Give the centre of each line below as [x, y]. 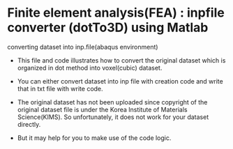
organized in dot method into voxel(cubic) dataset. [90, 68]
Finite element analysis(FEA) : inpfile [116, 13]
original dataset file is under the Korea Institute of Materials [102, 109]
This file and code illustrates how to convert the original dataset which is [121, 60]
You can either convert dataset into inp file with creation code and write [120, 81]
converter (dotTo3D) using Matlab [108, 28]
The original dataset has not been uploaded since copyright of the [112, 102]
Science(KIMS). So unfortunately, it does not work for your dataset [113, 117]
